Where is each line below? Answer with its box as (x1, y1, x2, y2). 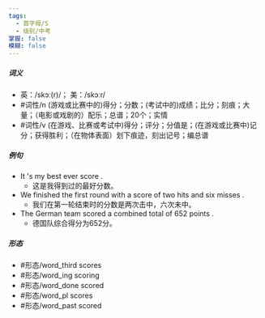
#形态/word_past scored (19, 301, 102, 311)
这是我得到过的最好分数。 (32, 181, 118, 191)
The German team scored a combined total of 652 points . (19, 209, 215, 218)
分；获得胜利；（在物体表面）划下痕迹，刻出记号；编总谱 (19, 130, 209, 140)
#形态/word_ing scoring (19, 270, 100, 280)
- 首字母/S (15, 19, 49, 28)
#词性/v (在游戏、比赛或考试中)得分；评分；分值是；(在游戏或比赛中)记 (19, 121, 257, 130)
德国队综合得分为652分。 (32, 218, 118, 228)
